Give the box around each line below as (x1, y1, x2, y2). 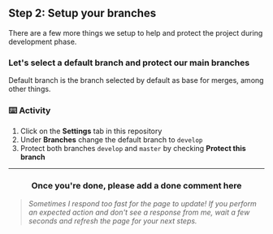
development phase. (8, 37, 77, 46)
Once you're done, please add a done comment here (31, 180, 242, 192)
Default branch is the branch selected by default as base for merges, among (8, 76, 264, 85)
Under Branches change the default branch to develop (19, 135, 203, 145)
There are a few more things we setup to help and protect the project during (8, 28, 263, 37)
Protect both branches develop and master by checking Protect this (19, 144, 246, 154)
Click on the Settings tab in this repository (19, 126, 162, 136)
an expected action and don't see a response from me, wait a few (28, 207, 250, 217)
